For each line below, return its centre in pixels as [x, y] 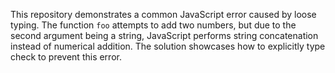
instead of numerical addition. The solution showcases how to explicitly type [168, 46]
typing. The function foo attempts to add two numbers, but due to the [153, 25]
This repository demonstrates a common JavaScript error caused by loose [163, 14]
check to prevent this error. [66, 57]
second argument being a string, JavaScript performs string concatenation [164, 35]
